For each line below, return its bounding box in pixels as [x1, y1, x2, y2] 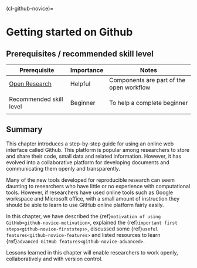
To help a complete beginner [109, 99, 188, 107]
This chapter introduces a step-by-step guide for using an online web [6, 140, 174, 147]
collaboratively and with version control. [6, 255, 103, 262]
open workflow [109, 83, 151, 91]
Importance [70, 66, 104, 74]
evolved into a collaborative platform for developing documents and [6, 158, 170, 166]
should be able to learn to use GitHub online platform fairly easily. [6, 201, 164, 208]
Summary [6, 124, 43, 134]
